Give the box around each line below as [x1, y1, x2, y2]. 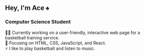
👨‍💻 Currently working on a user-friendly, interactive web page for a [5, 29, 141, 36]
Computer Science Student [5, 19, 71, 25]
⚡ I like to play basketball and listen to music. [5, 45, 95, 51]
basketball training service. [5, 35, 60, 40]
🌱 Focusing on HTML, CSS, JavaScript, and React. [5, 40, 106, 46]
